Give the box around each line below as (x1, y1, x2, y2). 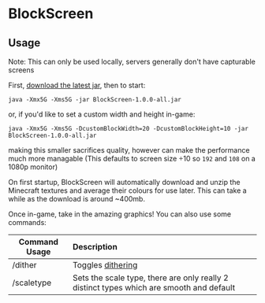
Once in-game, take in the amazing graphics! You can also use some (8, 209, 231, 219)
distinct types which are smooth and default (72, 283, 235, 293)
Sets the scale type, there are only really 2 (72, 272, 229, 283)
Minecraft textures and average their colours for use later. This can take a (8, 186, 247, 195)
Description (72, 242, 118, 252)
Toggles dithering (72, 260, 138, 270)
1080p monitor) (8, 162, 58, 172)
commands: (8, 218, 47, 227)
